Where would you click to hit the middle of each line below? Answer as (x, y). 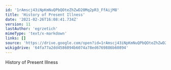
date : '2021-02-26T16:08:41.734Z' (42, 19)
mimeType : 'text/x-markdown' (36, 33)
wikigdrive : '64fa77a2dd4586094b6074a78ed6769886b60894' (67, 48)
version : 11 (18, 24)
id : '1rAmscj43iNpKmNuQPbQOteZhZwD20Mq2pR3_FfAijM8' (62, 10)
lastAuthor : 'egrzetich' (32, 29)
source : (13, 43)
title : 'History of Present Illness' (45, 15)
